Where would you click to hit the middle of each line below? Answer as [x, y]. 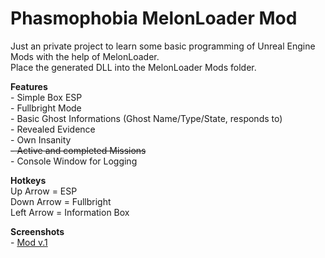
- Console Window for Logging [74, 161]
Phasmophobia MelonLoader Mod [154, 18]
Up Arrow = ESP [44, 191]
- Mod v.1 [29, 242]
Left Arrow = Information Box [70, 212]
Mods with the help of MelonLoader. [85, 56]
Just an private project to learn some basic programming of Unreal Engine [163, 46]
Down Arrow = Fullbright [61, 201]
